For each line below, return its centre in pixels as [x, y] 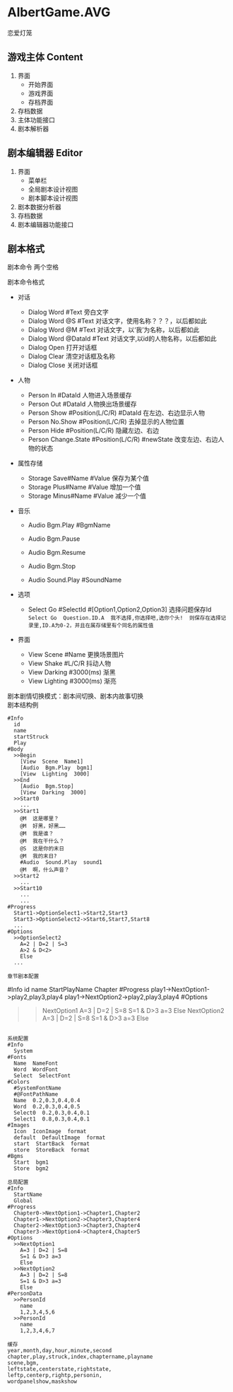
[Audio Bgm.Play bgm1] [56, 768]
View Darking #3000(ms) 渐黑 [72, 672]
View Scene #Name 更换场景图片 [76, 655]
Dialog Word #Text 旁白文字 [68, 312]
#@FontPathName [36, 1094]
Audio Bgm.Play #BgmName [69, 525]
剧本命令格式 [26, 282]
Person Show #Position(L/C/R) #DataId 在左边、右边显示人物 [116, 413]
